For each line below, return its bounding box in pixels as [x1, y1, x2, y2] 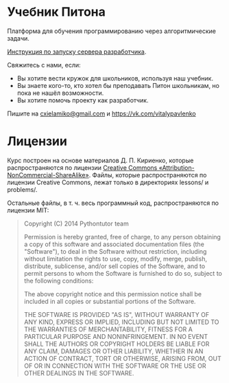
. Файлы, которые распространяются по [88, 171, 207, 179]
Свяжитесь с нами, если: [7, 61, 81, 69]
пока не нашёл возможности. [16, 89, 104, 97]
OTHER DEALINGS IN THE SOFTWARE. [23, 369, 134, 377]
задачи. [7, 34, 29, 42]
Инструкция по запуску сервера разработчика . [7, 47, 147, 56]
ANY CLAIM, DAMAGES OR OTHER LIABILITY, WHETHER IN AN [23, 347, 204, 355]
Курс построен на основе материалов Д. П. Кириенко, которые [7, 156, 194, 164]
